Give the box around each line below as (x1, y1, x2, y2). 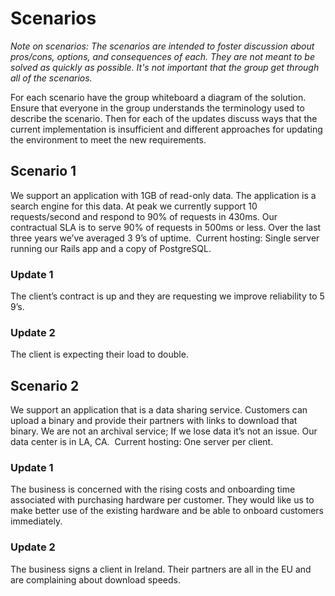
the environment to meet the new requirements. (10, 133, 207, 146)
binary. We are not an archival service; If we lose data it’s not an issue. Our (10, 425, 318, 437)
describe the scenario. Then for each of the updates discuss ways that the (10, 112, 318, 124)
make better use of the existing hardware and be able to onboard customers (10, 505, 324, 517)
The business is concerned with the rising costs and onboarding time (10, 483, 296, 496)
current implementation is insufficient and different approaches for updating (10, 123, 323, 135)
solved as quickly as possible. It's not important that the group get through (10, 61, 320, 73)
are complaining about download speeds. (10, 573, 181, 586)
